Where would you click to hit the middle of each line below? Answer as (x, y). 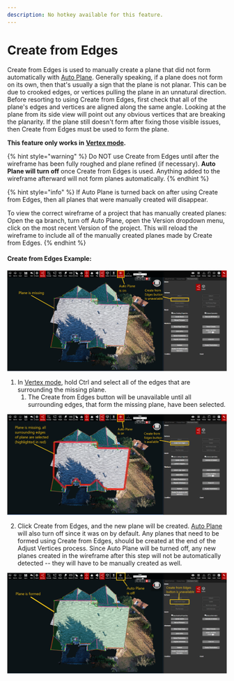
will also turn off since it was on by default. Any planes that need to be (118, 533)
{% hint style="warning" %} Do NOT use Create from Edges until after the (113, 156)
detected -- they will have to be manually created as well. (100, 563)
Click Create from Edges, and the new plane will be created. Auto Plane (120, 526)
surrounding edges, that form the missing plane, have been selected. (127, 404)
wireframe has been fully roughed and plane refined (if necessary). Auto (111, 164)
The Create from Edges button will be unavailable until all (109, 397)
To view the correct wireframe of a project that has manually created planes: (117, 213)
